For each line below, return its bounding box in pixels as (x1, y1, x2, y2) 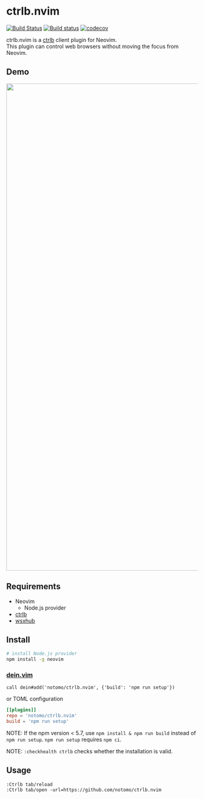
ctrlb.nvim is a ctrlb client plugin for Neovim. (6, 36, 117, 43)
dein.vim (6, 671, 33, 680)
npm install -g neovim (6, 656, 64, 663)
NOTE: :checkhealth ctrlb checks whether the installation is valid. (6, 748, 173, 755)
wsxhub (15, 617, 35, 624)
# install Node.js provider (6, 650, 78, 657)
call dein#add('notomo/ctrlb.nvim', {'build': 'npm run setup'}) (6, 685, 175, 691)
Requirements (6, 582, 61, 592)
